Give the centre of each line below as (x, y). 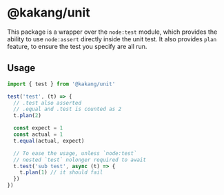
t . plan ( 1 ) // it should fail (61, 173)
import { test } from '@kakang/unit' (61, 84)
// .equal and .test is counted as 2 (68, 109)
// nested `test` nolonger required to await (80, 160)
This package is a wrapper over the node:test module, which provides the (112, 32)
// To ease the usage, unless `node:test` (75, 153)
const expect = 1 (38, 128)
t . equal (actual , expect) (49, 141)
